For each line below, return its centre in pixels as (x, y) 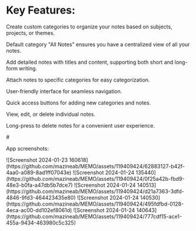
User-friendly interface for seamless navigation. (64, 91)
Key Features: (41, 10)
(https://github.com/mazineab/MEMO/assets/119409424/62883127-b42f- (96, 166)
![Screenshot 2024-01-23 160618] (47, 160)
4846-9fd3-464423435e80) (41, 197)
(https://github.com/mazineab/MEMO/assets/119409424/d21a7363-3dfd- (95, 191)
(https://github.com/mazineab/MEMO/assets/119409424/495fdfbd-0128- (95, 204)
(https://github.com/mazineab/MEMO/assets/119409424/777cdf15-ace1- (94, 216)
